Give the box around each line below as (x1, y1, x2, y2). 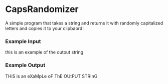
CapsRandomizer (5, 3, 79, 15)
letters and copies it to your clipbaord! (5, 25, 84, 31)
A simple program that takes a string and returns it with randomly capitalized (5, 20, 163, 26)
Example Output (5, 61, 46, 68)
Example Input (5, 37, 41, 44)
